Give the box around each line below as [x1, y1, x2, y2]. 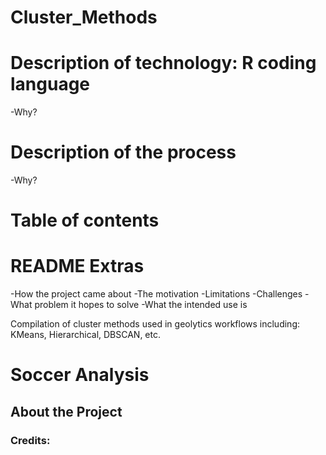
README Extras [10, 255, 145, 278]
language [10, 73, 91, 96]
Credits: [10, 433, 51, 447]
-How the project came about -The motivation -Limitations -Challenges [10, 288, 303, 300]
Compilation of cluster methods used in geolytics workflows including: [10, 318, 300, 330]
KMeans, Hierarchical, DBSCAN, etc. [10, 329, 162, 341]
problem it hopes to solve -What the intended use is [34, 299, 248, 311]
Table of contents [10, 209, 160, 232]
